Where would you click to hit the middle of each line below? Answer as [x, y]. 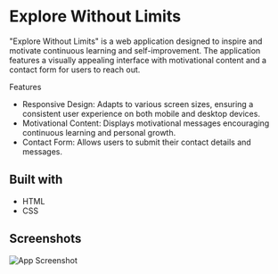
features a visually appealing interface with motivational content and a [138, 60]
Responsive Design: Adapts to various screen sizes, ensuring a [138, 104]
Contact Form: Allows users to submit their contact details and [136, 142]
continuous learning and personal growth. [99, 132]
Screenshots [45, 239]
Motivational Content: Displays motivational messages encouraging [146, 123]
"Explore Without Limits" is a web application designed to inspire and [136, 41]
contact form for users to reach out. [75, 70]
